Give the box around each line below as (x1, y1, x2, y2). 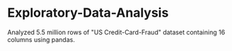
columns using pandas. (7, 35, 76, 43)
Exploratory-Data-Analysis (7, 5, 169, 21)
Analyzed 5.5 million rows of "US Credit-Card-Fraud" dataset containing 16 (7, 28, 226, 36)
